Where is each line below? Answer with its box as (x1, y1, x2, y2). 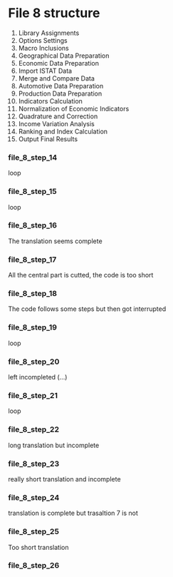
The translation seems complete (8, 237, 103, 245)
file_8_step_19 (8, 322, 58, 332)
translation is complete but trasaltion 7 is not (8, 509, 138, 518)
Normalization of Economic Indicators (18, 104, 130, 113)
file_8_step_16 (8, 220, 58, 230)
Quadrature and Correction (18, 112, 98, 121)
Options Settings (18, 36, 68, 44)
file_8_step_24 (8, 492, 60, 502)
